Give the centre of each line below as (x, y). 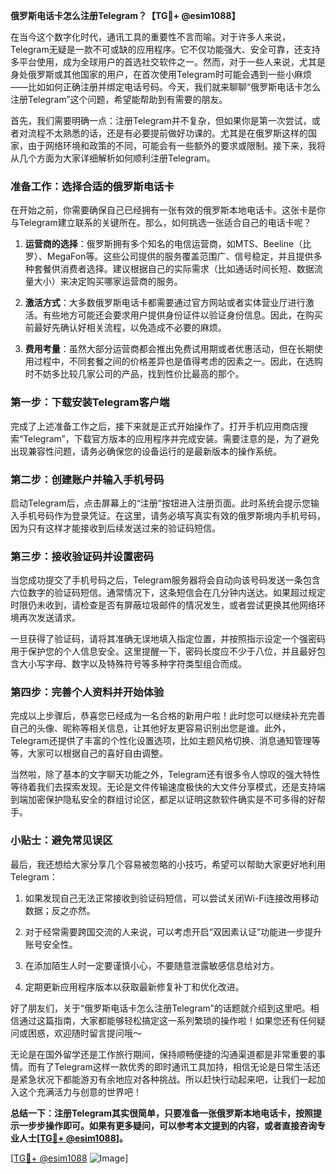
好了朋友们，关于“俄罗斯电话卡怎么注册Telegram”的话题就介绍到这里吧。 (160, 1008)
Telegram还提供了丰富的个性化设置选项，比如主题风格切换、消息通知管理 (161, 741)
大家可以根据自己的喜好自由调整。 (97, 753)
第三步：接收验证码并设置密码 (82, 556)
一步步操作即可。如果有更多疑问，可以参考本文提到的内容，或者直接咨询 (167, 1125)
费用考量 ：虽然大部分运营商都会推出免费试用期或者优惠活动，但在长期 (169, 349)
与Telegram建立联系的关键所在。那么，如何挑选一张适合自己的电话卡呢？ (161, 223)
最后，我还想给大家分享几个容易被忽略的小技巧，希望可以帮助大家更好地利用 (168, 864)
